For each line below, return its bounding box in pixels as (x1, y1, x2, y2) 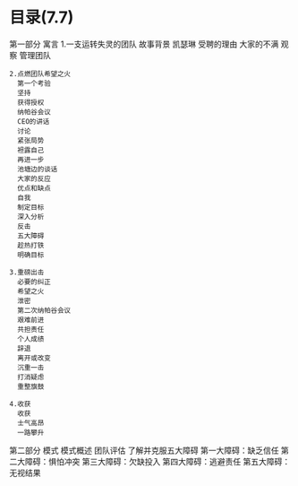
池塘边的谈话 (17, 164, 58, 174)
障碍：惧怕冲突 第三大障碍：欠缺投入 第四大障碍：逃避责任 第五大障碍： (24, 456, 291, 466)
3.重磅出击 (9, 267, 45, 277)
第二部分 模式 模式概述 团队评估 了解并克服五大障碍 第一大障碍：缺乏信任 (9, 445, 279, 456)
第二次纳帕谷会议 (17, 306, 72, 315)
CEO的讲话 (17, 117, 50, 126)
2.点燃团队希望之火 (9, 69, 72, 78)
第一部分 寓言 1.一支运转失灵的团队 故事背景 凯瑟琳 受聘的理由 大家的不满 (9, 39, 279, 49)
